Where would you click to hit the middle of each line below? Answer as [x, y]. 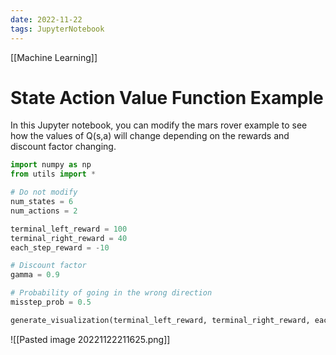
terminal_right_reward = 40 [69, 238]
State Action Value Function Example [167, 97]
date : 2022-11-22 [46, 19]
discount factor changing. [63, 147]
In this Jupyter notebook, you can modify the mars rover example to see [159, 125]
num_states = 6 [42, 202]
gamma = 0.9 [35, 275]
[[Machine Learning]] [54, 57]
